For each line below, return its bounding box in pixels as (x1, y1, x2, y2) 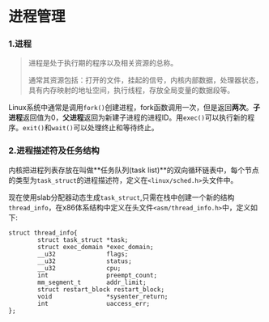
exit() (23, 125, 45, 133)
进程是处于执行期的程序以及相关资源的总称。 (28, 58, 178, 68)
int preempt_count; (37, 271, 158, 279)
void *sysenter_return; (37, 292, 169, 300)
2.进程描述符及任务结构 (8, 145, 100, 156)
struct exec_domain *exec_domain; (37, 243, 154, 251)
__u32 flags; (37, 250, 129, 258)
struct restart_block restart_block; (37, 285, 164, 294)
